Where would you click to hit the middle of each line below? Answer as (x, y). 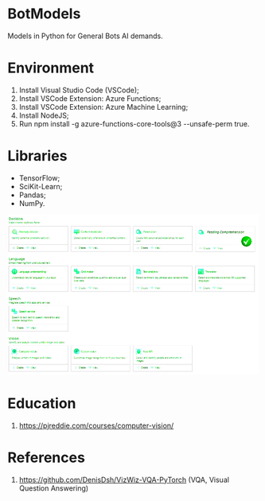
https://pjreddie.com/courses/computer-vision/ (96, 425)
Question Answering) (54, 488)
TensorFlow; (39, 178)
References (46, 457)
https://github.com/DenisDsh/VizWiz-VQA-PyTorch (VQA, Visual (124, 480)
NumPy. (32, 203)
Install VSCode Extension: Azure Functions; (90, 98)
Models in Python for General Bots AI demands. (86, 36)
